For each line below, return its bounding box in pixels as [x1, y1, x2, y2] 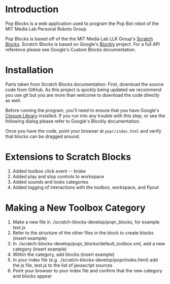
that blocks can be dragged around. [5, 133, 80, 139]
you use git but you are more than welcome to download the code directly [5, 92, 160, 98]
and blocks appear [12, 273, 52, 279]
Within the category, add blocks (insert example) [12, 251, 115, 258]
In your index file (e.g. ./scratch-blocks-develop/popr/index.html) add [12, 257, 158, 263]
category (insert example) [12, 246, 67, 252]
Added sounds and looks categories [12, 179, 89, 185]
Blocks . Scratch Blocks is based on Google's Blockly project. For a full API [5, 41, 160, 47]
